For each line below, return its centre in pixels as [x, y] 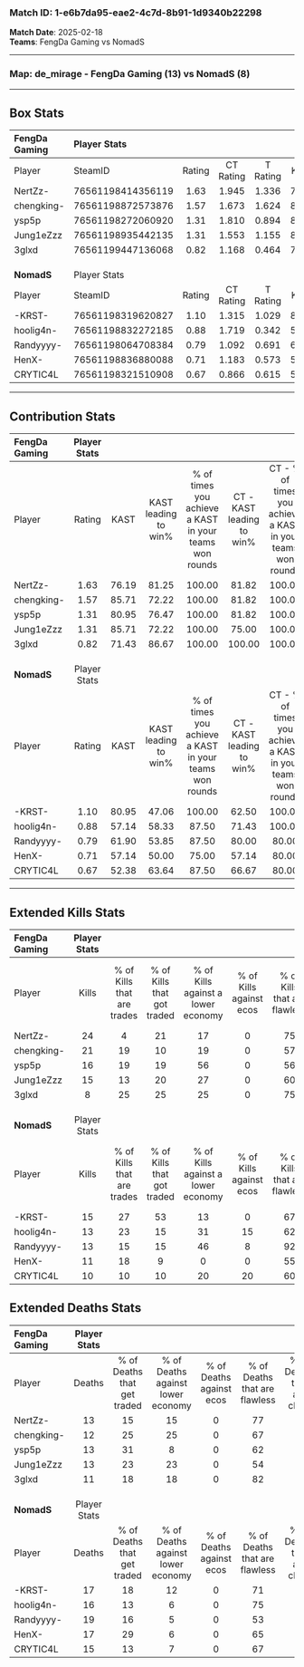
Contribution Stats [62, 416]
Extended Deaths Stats [76, 1308]
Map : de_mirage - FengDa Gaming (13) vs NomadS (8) [130, 74]
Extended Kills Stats [67, 912]
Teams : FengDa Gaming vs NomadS [77, 42]
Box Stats [37, 113]
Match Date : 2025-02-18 [56, 33]
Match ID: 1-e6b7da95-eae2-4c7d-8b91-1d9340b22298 [136, 13]
